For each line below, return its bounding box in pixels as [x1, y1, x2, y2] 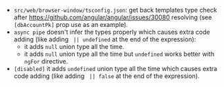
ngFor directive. [24, 57, 68, 65]
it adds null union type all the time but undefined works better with [24, 50, 214, 58]
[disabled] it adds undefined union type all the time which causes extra [13, 65, 218, 72]
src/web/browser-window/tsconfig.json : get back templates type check [13, 6, 218, 14]
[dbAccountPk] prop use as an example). [13, 21, 129, 28]
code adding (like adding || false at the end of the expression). [13, 72, 200, 80]
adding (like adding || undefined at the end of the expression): [13, 35, 196, 43]
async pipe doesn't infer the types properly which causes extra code [13, 28, 210, 36]
